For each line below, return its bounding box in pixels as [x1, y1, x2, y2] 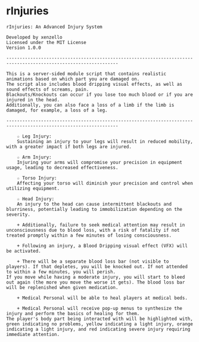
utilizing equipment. [6, 185, 60, 191]
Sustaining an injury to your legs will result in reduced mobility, [17, 138, 194, 144]
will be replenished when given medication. [6, 284, 119, 290]
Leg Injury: [21, 133, 52, 139]
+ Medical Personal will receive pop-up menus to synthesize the [17, 305, 183, 311]
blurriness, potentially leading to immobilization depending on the [6, 206, 183, 212]
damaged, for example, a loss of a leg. [6, 107, 108, 113]
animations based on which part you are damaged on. [6, 76, 140, 82]
